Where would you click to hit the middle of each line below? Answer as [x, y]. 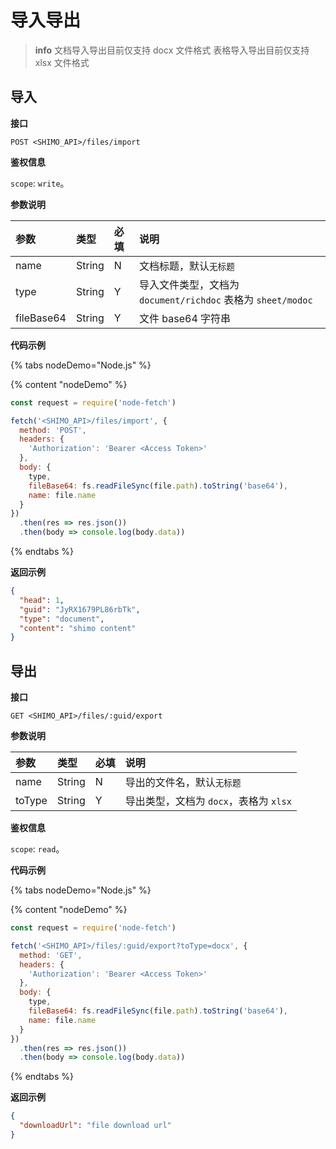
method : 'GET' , [51, 955]
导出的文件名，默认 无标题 [183, 783]
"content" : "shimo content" [78, 628]
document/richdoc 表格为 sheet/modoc [226, 299]
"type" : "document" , [62, 619]
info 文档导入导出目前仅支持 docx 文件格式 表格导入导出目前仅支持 [172, 50]
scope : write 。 [40, 183]
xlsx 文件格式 [62, 62]
